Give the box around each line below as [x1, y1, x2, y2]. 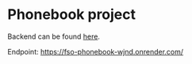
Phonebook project [7, 6, 136, 24]
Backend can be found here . [7, 32, 101, 41]
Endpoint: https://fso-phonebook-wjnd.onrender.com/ [7, 47, 184, 56]
